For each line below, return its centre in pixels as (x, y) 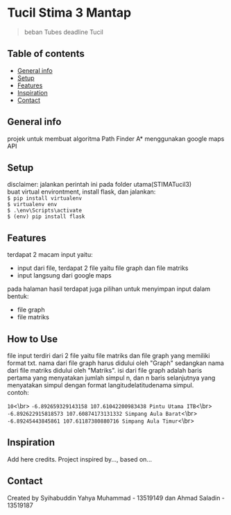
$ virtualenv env (32, 205)
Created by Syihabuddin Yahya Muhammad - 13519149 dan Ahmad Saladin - (116, 498)
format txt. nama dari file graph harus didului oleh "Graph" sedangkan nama (115, 363)
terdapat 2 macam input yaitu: (50, 255)
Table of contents (46, 54)
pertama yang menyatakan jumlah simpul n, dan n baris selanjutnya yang (111, 378)
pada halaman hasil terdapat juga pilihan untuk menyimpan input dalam (109, 289)
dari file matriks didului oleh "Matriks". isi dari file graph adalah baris (105, 370)
